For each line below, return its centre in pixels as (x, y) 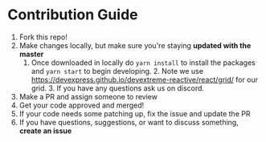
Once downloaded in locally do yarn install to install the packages (143, 63)
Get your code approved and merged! (82, 105)
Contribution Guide (73, 15)
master (31, 54)
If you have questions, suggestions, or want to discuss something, (129, 122)
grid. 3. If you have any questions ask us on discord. (118, 88)
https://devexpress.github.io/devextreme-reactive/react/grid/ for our (145, 79)
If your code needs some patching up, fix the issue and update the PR (135, 113)
